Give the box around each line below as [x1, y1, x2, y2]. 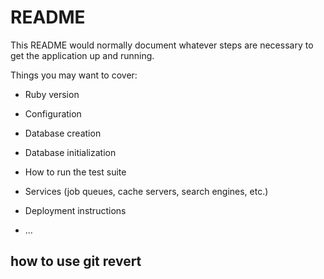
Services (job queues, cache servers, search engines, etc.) [24, 185, 269, 197]
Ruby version [24, 88, 80, 100]
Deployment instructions [24, 204, 127, 216]
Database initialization [24, 146, 117, 158]
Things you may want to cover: [10, 69, 138, 81]
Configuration [24, 107, 82, 120]
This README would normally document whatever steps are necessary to [10, 39, 314, 51]
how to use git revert [10, 253, 142, 270]
